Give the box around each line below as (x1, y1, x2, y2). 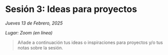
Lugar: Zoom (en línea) (5, 29, 53, 35)
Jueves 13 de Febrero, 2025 (5, 20, 63, 26)
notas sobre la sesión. (17, 44, 64, 50)
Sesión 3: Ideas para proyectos (5, 3, 137, 15)
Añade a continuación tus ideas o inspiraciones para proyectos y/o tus (17, 39, 163, 45)
